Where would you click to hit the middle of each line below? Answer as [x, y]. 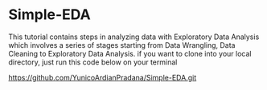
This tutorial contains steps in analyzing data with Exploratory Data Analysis [134, 37]
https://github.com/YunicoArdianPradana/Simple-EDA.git [103, 77]
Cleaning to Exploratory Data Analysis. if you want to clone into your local [130, 53]
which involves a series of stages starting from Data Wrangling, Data [122, 45]
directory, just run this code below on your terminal [93, 62]
